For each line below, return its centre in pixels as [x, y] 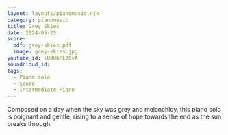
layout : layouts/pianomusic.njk [53, 13]
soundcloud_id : [29, 64]
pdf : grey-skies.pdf [42, 45]
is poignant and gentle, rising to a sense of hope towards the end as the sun [114, 116]
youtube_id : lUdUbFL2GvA [42, 58]
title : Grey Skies [33, 26]
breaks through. [30, 124]
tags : [15, 71]
